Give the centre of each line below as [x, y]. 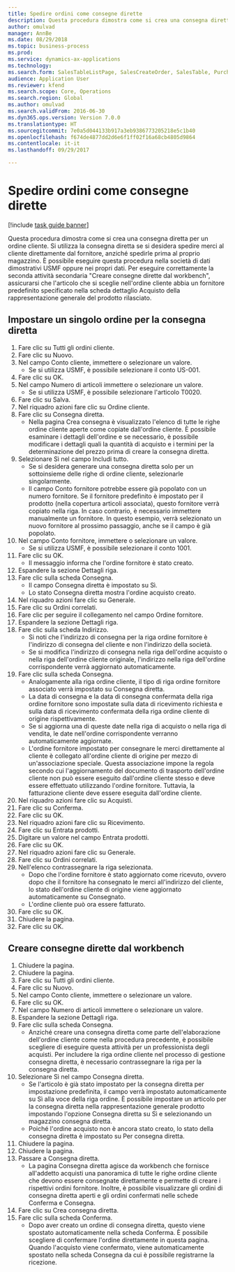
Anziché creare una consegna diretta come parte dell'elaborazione [124, 1032]
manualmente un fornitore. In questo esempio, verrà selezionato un [125, 518]
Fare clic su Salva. [44, 400]
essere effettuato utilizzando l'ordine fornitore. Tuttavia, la [112, 785]
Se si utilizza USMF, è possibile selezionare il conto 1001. [110, 548]
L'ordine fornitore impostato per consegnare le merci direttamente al [127, 748]
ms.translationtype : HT [43, 124]
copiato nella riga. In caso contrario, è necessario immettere [115, 511]
